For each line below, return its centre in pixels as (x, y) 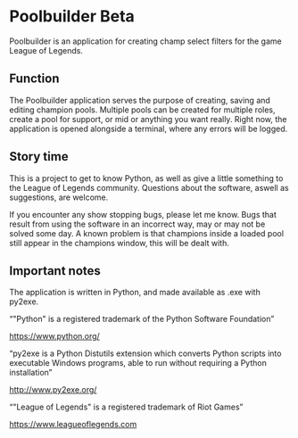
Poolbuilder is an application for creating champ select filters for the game (146, 41)
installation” (31, 373)
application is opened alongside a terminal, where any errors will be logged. (149, 128)
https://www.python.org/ (54, 336)
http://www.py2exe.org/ (53, 390)
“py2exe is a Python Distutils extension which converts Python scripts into (145, 353)
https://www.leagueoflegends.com (73, 425)
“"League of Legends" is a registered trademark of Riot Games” (126, 407)
